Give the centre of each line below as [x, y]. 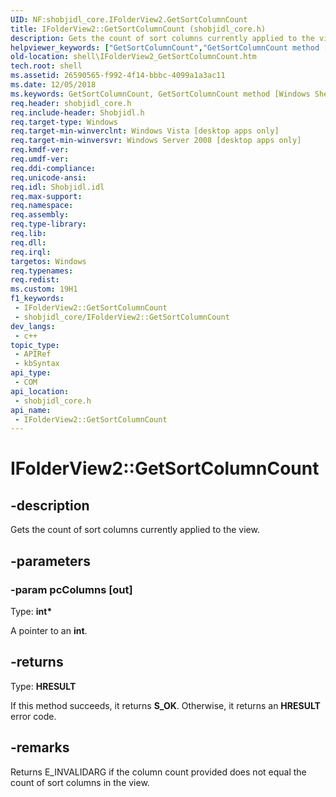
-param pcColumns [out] [71, 589]
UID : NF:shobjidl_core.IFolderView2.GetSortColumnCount [129, 19]
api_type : [31, 373]
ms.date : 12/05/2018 [53, 85]
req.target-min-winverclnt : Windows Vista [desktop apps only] [145, 131]
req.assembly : [40, 215]
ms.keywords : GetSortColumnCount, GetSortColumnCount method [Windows [160, 94]
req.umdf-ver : [40, 159]
